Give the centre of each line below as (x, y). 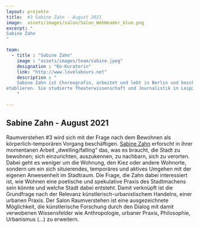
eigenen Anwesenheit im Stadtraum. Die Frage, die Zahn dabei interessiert (97, 175)
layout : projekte (28, 12)
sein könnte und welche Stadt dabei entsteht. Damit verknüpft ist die (90, 188)
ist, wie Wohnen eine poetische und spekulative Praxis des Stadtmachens (96, 181)
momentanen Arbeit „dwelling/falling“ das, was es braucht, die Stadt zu (93, 150)
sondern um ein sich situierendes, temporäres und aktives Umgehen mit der (99, 169)
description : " (37, 78)
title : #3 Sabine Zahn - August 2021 (54, 17)
